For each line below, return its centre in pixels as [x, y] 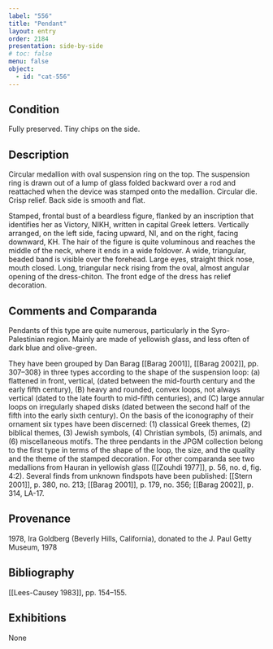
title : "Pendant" [38, 24]
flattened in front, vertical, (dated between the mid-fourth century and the [132, 381]
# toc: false [30, 54]
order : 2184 [28, 39]
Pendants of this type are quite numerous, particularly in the [109, 331]
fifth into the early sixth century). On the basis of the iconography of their [131, 415]
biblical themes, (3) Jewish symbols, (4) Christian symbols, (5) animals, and [135, 433]
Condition [34, 110]
